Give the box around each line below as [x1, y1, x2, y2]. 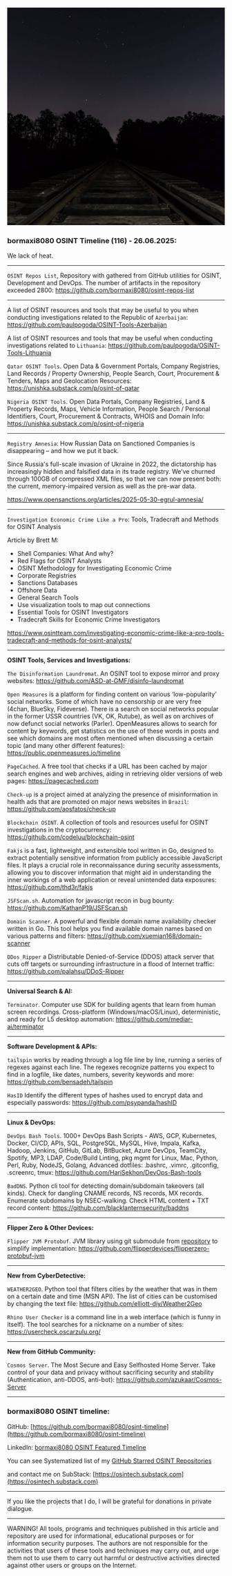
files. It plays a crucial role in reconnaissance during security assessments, [7, 861, 221, 869]
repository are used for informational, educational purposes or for [7, 1531, 195, 1540]
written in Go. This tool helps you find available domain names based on [7, 925, 212, 933]
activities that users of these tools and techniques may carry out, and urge [7, 1546, 220, 1555]
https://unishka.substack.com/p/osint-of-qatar [7, 384, 139, 392]
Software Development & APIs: [7, 1042, 98, 1050]
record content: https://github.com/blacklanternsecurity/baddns [7, 1204, 189, 1212]
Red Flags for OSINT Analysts [17, 557, 102, 565]
